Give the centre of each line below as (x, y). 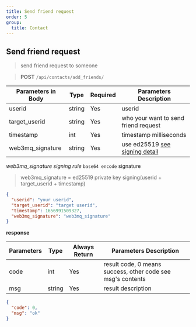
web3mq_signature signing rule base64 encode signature (73, 166)
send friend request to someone (59, 66)
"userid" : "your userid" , (43, 199)
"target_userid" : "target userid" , (55, 205)
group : (14, 22)
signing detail (140, 152)
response (18, 233)
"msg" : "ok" (26, 314)
